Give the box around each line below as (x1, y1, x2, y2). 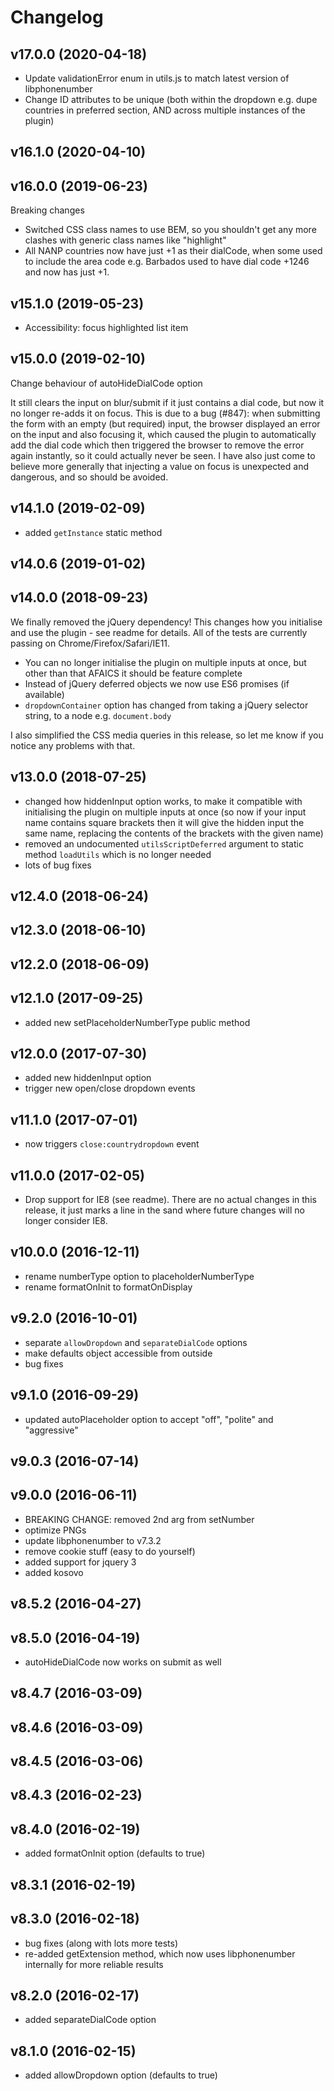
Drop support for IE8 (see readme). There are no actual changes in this (24, 1194, 317, 1206)
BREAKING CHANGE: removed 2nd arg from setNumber (24, 1513, 255, 1525)
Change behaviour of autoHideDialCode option (10, 377, 203, 389)
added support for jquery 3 (24, 1556, 137, 1568)
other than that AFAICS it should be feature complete (24, 667, 243, 679)
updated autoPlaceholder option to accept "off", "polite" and (24, 1413, 274, 1425)
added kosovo (24, 1566, 84, 1578)
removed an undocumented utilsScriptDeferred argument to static (24, 837, 304, 850)
